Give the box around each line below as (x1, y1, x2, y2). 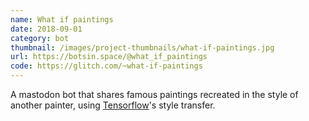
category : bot (10, 33, 70, 43)
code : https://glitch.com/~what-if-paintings (10, 61, 203, 71)
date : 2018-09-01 (10, 24, 83, 34)
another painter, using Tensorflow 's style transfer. (10, 99, 216, 111)
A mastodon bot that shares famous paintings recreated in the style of (10, 89, 299, 100)
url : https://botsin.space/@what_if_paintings (10, 52, 208, 62)
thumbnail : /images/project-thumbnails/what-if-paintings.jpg (10, 42, 275, 53)
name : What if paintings (10, 14, 114, 25)
